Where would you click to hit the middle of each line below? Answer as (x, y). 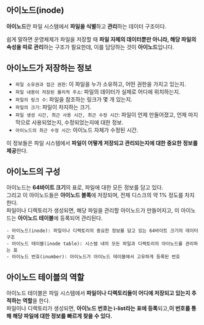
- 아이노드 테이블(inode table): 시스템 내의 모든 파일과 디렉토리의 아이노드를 (95, 244)
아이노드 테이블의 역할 (45, 277)
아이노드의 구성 (33, 172)
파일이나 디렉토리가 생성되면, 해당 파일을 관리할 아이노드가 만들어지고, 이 (93, 211)
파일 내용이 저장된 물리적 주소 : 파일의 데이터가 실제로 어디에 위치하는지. (98, 92)
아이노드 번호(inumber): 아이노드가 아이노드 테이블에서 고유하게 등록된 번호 (96, 257)
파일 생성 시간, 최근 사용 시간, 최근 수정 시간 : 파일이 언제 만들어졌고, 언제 (101, 114)
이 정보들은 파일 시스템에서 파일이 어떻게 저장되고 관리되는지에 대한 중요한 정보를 (102, 143)
